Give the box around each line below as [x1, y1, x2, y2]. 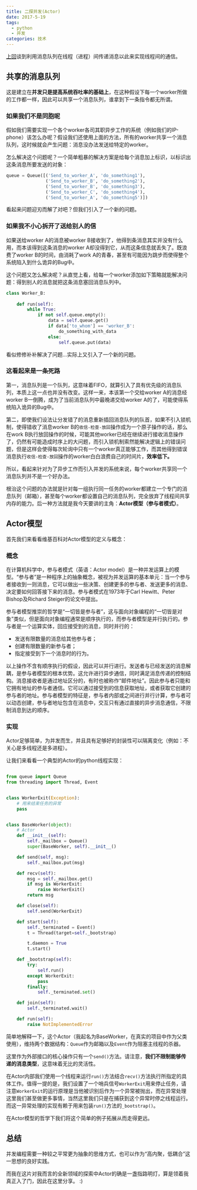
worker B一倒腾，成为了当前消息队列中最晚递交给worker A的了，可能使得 [6, 396, 184, 403]
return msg [27, 892, 54, 898]
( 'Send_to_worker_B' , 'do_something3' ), [45, 184, 145, 189]
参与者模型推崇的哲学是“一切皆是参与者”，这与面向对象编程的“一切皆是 [6, 608, 178, 615]
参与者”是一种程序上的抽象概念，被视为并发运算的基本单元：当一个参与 [18, 573, 191, 580]
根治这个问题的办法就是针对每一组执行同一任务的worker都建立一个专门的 [6, 485, 182, 492]
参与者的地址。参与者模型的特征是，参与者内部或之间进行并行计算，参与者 [6, 692, 186, 699]
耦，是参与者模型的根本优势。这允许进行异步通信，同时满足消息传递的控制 [6, 669, 186, 676]
